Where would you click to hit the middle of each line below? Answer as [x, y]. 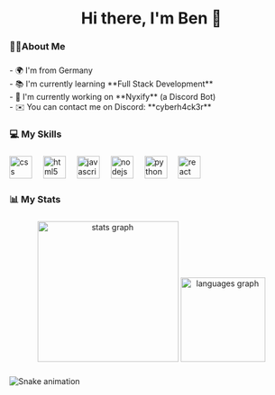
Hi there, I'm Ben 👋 [151, 18]
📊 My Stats [35, 199]
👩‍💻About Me [37, 47]
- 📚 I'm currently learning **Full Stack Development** [111, 84]
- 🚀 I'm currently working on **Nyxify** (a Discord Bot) [113, 97]
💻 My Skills [36, 134]
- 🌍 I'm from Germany [51, 70]
